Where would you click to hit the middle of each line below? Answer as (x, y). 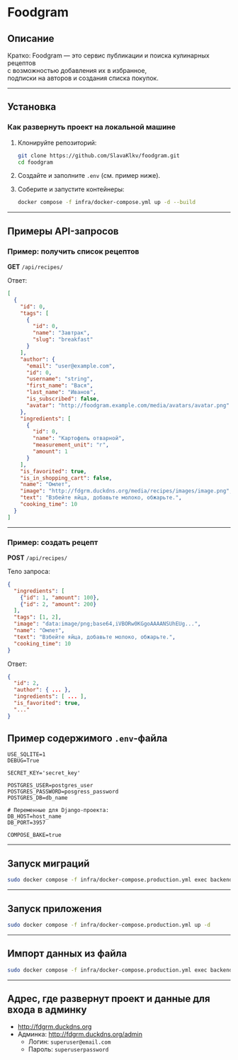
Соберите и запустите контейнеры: (71, 189)
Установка (32, 107)
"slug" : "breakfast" (63, 340)
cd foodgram (35, 162)
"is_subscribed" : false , (63, 399)
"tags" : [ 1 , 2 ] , (38, 617)
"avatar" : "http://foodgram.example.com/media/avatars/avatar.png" (128, 405)
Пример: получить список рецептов (73, 251)
